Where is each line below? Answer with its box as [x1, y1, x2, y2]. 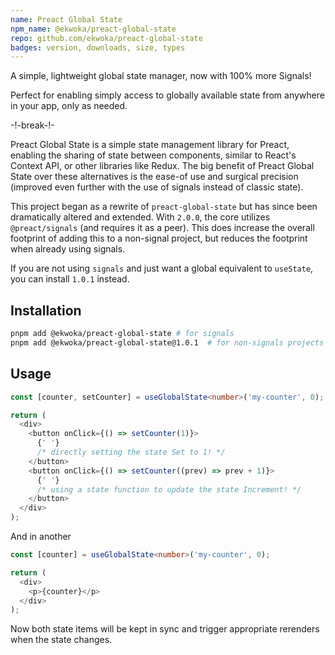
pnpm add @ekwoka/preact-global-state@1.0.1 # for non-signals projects [10, 337, 325, 348]
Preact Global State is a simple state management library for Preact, [10, 139, 290, 151]
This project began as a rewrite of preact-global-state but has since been [10, 201, 318, 213]
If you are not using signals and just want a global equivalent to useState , [10, 262, 314, 275]
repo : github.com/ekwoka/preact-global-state [10, 33, 203, 43]
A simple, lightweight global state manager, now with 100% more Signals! [10, 70, 312, 82]
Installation [10, 302, 82, 319]
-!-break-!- [10, 119, 55, 131]
